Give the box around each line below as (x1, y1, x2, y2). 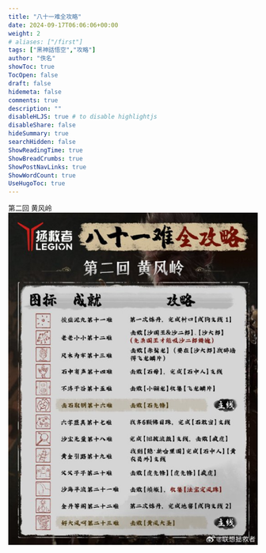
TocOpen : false (8, 71, 59, 79)
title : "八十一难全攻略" (8, 13, 82, 21)
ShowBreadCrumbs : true (8, 154, 83, 162)
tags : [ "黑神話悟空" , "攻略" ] (8, 46, 97, 55)
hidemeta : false (8, 88, 62, 96)
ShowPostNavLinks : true (8, 163, 87, 171)
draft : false (8, 79, 51, 87)
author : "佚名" (8, 55, 56, 62)
